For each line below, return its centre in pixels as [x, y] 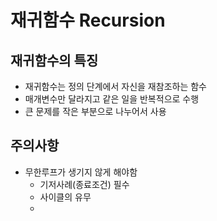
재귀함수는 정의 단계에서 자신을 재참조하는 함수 [115, 86]
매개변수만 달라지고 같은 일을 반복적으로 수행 [112, 99]
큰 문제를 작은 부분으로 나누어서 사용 [95, 111]
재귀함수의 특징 [54, 60]
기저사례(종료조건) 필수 [84, 184]
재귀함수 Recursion [88, 20]
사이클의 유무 [65, 197]
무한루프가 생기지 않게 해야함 [81, 172]
